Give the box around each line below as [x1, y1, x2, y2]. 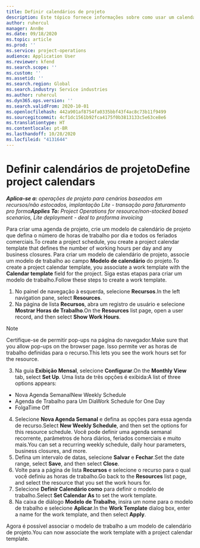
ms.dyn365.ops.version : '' [6, 97, 73, 103]
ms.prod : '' [6, 42, 36, 48]
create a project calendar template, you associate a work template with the [6, 264, 189, 271]
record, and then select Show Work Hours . [14, 313, 121, 320]
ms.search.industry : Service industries [6, 87, 108, 93]
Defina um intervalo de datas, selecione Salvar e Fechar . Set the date [14, 454, 185, 461]
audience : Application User [6, 53, 76, 59]
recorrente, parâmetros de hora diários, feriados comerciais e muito [14, 434, 182, 442]
